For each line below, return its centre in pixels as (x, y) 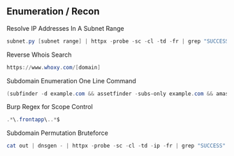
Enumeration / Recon (53, 12)
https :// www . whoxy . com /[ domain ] (53, 67)
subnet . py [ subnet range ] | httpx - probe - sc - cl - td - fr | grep (104, 41)
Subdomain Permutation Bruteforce (58, 133)
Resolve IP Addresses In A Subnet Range (65, 28)
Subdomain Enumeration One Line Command (72, 80)
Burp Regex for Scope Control (50, 107)
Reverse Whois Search (39, 55)
